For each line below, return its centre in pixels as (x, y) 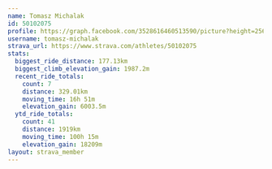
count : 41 (39, 122)
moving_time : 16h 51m (58, 99)
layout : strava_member (46, 152)
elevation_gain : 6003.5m (64, 106)
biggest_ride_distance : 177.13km (71, 62)
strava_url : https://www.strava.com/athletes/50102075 (102, 46)
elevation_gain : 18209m (63, 144)
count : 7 (37, 84)
